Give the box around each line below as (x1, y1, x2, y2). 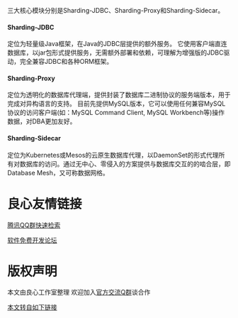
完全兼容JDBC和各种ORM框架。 (19, 57, 113, 66)
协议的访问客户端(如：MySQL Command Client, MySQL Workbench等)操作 (7, 109, 225, 117)
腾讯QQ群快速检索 (7, 221, 61, 229)
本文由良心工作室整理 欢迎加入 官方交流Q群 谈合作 (7, 288, 151, 297)
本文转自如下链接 (7, 303, 57, 312)
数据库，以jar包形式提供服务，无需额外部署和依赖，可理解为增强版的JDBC (7, 48, 225, 57)
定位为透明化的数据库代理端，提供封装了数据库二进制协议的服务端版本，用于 (7, 91, 231, 99)
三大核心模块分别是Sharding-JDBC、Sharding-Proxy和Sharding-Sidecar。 (7, 6, 225, 14)
